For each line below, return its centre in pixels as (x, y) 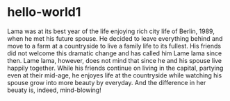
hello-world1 (44, 12)
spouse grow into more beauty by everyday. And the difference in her (107, 82)
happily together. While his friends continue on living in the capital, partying (115, 68)
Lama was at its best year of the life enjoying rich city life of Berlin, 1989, (111, 31)
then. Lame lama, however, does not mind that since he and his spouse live (115, 60)
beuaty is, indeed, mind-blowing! (55, 90)
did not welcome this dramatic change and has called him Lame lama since (115, 53)
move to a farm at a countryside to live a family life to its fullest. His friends (114, 46)
